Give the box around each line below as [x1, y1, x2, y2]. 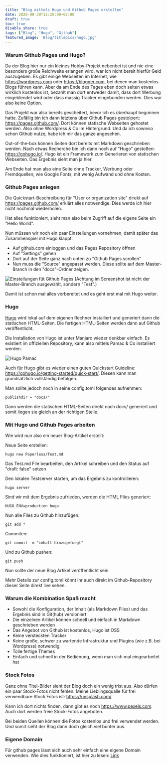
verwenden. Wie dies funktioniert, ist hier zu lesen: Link [5, 752, 120, 758]
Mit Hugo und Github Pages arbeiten [5, 421, 95, 428]
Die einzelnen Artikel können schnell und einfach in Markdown [12, 616, 141, 623]
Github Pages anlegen [5, 184, 60, 191]
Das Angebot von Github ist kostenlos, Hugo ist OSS [12, 627, 120, 633]
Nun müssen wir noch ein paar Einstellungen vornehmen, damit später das [5, 230, 159, 236]
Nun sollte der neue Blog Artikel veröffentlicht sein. [5, 568, 110, 574]
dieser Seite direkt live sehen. [5, 583, 66, 589]
